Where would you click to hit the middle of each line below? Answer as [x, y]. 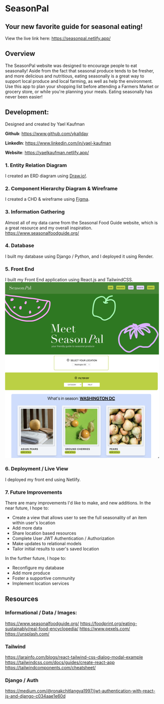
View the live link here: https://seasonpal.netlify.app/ [58, 38]
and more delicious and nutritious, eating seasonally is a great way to [75, 76]
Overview [20, 54]
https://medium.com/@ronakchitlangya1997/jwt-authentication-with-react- [80, 691]
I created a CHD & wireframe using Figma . [47, 199]
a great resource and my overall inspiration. [49, 228]
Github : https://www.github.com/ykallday [47, 133]
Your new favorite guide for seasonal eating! [74, 27]
